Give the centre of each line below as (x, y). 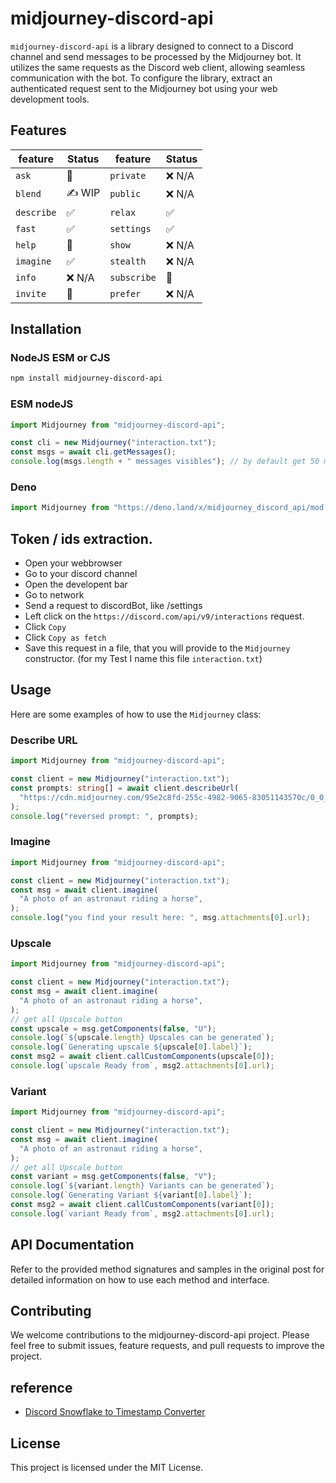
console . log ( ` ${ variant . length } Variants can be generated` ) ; (142, 1186)
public (125, 194)
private (128, 175)
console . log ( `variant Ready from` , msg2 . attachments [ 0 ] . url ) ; (142, 1213)
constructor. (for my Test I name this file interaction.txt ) (143, 659)
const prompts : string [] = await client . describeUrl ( (125, 788)
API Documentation (72, 1245)
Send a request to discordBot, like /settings (113, 606)
